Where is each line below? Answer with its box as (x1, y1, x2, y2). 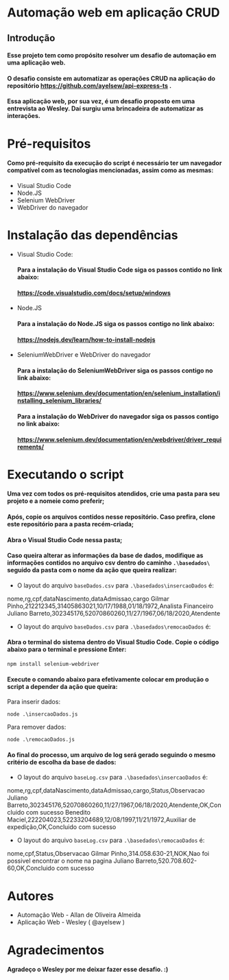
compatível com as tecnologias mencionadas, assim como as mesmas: (7, 166, 214, 174)
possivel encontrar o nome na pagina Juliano (7, 856, 134, 865)
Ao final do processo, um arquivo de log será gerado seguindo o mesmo (7, 750, 216, 759)
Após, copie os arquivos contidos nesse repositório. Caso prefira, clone (7, 513, 216, 521)
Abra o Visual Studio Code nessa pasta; (7, 535, 123, 544)
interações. (7, 112, 41, 120)
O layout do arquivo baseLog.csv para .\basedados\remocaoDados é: (16, 836, 205, 845)
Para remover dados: (7, 723, 67, 732)
